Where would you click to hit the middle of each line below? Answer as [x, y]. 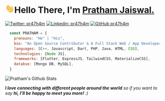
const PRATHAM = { [28, 33]
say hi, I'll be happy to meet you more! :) [47, 93]
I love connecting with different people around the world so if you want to [81, 88]
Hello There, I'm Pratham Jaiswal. [84, 10]
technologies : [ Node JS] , [41, 54]
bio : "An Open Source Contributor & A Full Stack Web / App [77, 43]
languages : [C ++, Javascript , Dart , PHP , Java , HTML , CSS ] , [77, 49]
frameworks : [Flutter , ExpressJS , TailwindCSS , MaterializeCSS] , [82, 59]
